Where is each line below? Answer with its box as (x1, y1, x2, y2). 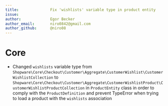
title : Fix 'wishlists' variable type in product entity (5, 7, 156, 12)
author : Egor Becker (5, 16, 75, 21)
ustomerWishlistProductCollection (12, 86, 85, 91)
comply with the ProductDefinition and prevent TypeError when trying (12, 90, 159, 96)
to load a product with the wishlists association (12, 96, 112, 102)
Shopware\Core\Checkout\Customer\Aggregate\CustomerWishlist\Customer (12, 70, 163, 75)
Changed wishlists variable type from (12, 64, 92, 70)
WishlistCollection (12, 75, 54, 80)
